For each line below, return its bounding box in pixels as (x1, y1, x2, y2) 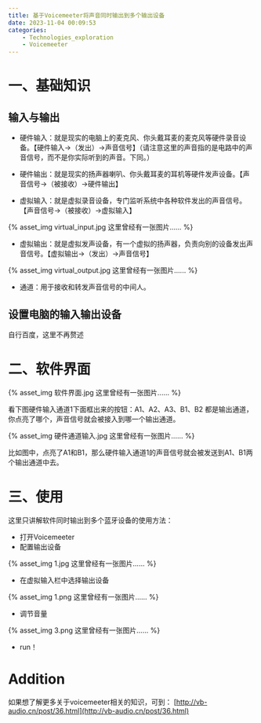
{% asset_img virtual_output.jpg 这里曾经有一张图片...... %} (8, 266, 198, 275)
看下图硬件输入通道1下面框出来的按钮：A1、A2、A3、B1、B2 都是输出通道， (8, 404, 253, 413)
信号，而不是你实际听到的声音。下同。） (26, 152, 154, 162)
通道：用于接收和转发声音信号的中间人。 (19, 282, 150, 292)
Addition (8, 670, 65, 688)
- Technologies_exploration (22, 33, 114, 42)
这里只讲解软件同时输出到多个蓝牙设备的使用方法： (8, 516, 173, 525)
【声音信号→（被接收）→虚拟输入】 (19, 206, 136, 215)
